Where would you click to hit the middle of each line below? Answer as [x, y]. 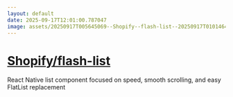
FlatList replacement [36, 87]
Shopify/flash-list [59, 61]
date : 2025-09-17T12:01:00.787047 [57, 20]
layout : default [31, 14]
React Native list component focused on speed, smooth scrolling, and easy [114, 80]
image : [17, 26]
